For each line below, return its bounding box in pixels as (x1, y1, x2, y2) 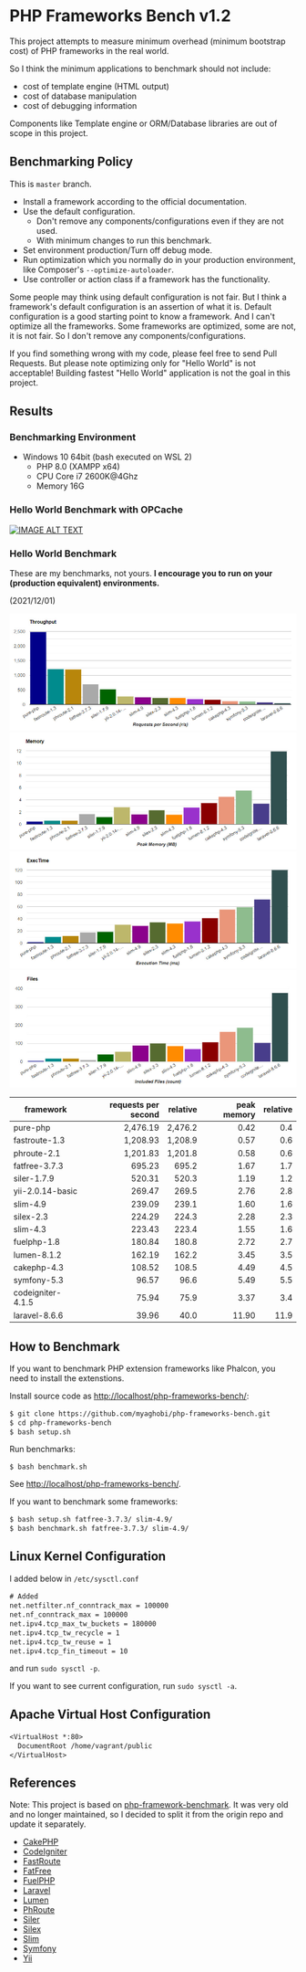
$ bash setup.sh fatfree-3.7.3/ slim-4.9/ (9, 1514, 173, 1524)
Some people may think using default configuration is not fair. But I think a (9, 291, 287, 302)
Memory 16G (36, 480, 85, 491)
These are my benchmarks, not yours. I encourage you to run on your (9, 568, 273, 579)
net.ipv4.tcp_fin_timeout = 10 (9, 1646, 128, 1656)
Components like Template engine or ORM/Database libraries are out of (9, 118, 278, 129)
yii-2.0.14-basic (13, 1186, 77, 1197)
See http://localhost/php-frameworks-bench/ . (9, 1478, 182, 1489)
